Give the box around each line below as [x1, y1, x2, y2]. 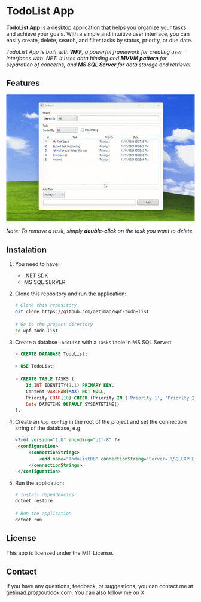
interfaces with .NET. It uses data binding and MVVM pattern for [6, 54, 167, 62]
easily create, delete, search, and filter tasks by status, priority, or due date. [6, 36, 193, 44]
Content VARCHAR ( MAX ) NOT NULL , [26, 389, 106, 395]
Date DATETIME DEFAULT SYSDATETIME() [26, 401, 120, 407]
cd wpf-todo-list [14, 328, 59, 334]
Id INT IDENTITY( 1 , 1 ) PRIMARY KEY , [26, 382, 115, 388]
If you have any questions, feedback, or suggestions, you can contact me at [6, 582, 193, 589]
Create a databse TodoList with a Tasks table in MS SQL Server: [14, 338, 172, 346]
